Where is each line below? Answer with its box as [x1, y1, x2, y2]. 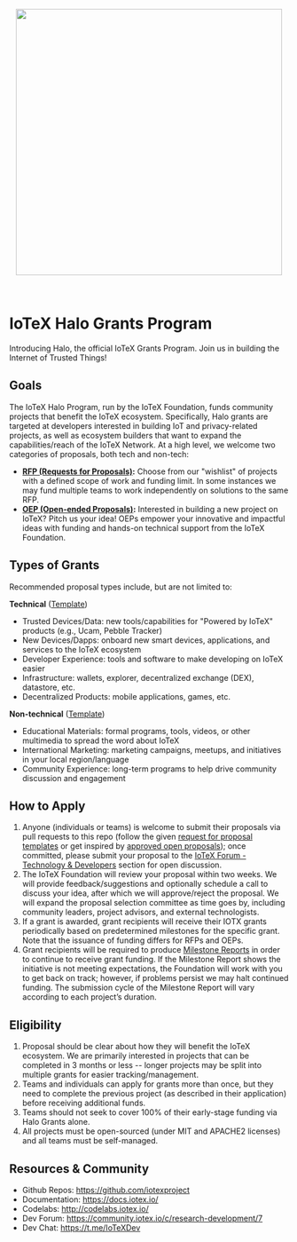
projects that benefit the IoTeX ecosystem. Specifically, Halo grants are [9, 411, 269, 422]
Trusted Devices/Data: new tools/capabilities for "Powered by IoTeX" [21, 615, 273, 626]
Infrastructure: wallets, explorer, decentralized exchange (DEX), [21, 672, 254, 683]
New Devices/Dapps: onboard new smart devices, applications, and [21, 635, 270, 645]
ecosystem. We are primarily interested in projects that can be [21, 1050, 250, 1061]
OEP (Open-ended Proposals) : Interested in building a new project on [21, 503, 278, 514]
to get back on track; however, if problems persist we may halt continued [21, 973, 289, 984]
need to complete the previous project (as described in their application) [21, 1088, 286, 1099]
